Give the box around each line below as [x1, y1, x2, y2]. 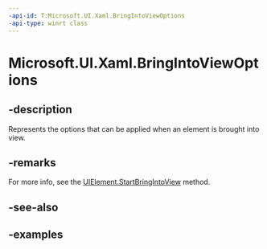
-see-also [8, 200, 59, 214]
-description [8, 103, 72, 116]
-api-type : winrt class [8, 19, 88, 27]
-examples [8, 228, 64, 242]
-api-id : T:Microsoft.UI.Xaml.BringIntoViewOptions [8, 11, 185, 20]
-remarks [8, 156, 56, 169]
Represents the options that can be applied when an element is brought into [8, 124, 260, 133]
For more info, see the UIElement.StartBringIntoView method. [8, 178, 211, 187]
